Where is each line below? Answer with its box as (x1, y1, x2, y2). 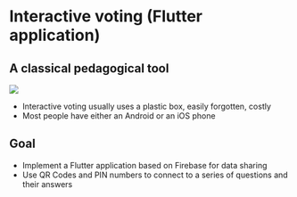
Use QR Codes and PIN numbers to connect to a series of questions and (21, 169, 288, 180)
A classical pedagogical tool (9, 61, 169, 76)
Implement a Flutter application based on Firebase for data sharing (21, 160, 268, 170)
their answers (21, 178, 73, 189)
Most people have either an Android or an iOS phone (21, 111, 216, 121)
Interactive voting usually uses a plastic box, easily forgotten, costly (21, 101, 272, 111)
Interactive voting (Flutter (9, 6, 203, 27)
